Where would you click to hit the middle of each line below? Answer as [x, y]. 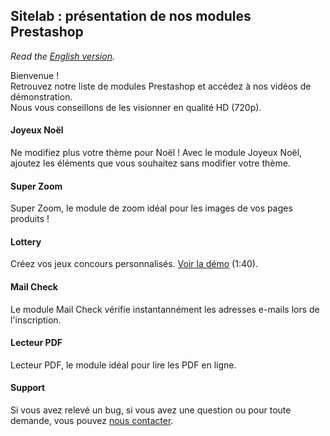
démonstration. [41, 96]
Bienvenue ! [35, 75]
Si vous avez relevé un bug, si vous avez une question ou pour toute [151, 410]
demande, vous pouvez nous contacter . [92, 421]
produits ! [30, 219]
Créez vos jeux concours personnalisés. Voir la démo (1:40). [134, 264]
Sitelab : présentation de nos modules [131, 16]
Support [28, 388]
